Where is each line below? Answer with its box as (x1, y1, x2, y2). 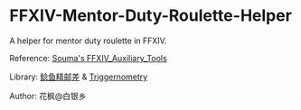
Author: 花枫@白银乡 (9, 90, 87, 101)
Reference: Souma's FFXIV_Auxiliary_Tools (9, 52, 167, 63)
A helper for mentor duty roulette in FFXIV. (9, 35, 167, 46)
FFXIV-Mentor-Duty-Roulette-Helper (9, 5, 292, 26)
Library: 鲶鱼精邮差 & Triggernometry (9, 71, 148, 82)
